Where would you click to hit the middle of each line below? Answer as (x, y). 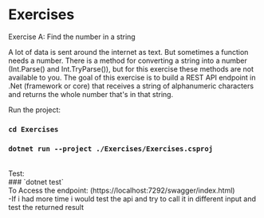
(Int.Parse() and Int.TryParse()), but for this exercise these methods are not (131, 68)
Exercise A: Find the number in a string (72, 37)
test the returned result (46, 208)
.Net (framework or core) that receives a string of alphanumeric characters (131, 86)
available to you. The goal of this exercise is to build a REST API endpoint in (132, 77)
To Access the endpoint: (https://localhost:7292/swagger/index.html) (122, 191)
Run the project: (35, 110)
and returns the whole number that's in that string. (91, 94)
